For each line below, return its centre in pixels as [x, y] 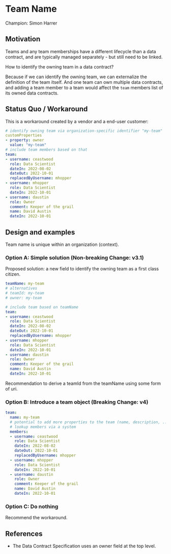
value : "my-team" [28, 145]
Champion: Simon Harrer [31, 23]
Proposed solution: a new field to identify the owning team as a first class [82, 269]
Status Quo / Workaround [47, 109]
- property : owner [25, 140]
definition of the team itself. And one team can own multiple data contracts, [84, 82]
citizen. [13, 274]
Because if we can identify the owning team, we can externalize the [76, 77]
